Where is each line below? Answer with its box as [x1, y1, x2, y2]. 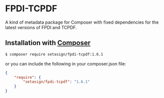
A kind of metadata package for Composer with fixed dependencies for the [5, 19, 159, 25]
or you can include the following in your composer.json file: [5, 61, 126, 66]
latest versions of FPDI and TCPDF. [5, 24, 77, 30]
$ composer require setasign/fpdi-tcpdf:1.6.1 [5, 52, 103, 57]
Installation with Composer [5, 39, 91, 47]
